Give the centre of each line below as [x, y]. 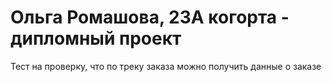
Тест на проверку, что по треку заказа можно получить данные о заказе [166, 66]
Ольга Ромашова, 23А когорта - [150, 17]
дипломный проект [96, 38]
